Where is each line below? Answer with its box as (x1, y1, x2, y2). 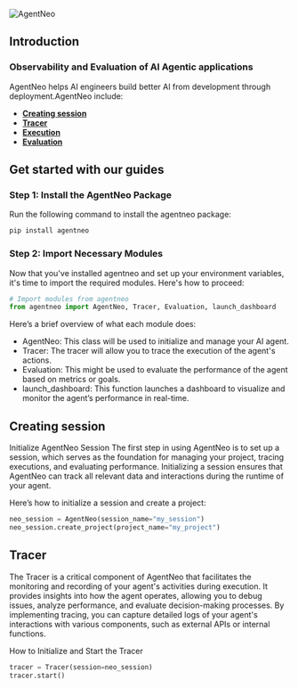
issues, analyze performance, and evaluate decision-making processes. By (9, 600, 285, 610)
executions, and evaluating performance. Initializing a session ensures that (9, 462, 283, 472)
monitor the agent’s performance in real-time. (21, 393, 189, 404)
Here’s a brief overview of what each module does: (9, 319, 197, 330)
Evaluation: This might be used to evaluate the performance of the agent (21, 364, 288, 375)
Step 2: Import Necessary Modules (9, 248, 163, 260)
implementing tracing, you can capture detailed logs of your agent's (9, 609, 258, 619)
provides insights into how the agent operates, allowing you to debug (9, 590, 262, 601)
